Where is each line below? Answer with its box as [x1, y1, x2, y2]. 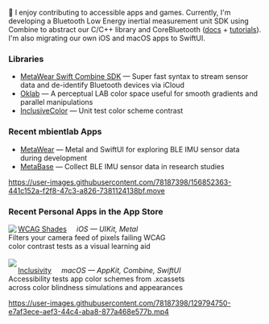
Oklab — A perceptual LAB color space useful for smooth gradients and [19, 89, 258, 98]
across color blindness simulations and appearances [8, 282, 184, 292]
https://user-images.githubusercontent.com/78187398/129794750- [8, 298, 231, 308]
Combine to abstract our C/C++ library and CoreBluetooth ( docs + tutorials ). [8, 25, 262, 34]
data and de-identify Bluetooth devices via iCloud [19, 81, 185, 90]
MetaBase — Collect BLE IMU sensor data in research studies [19, 161, 225, 171]
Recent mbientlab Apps [8, 126, 102, 137]
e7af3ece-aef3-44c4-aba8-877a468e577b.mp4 [8, 306, 169, 316]
